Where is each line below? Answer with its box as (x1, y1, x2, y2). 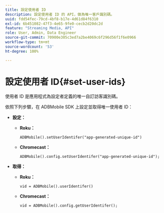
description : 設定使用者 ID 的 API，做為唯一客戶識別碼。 (5, 12, 115, 17)
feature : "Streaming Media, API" (5, 26, 74, 31)
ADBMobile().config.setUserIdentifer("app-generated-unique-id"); (19, 154, 160, 159)
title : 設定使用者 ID (5, 7, 46, 12)
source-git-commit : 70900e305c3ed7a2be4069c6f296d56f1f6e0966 (5, 35, 136, 40)
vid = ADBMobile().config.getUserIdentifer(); (19, 203, 118, 209)
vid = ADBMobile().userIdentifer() (19, 184, 93, 189)
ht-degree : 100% (5, 49, 39, 54)
